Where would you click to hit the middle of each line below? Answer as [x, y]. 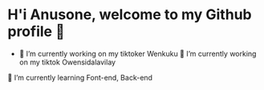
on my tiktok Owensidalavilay [67, 62]
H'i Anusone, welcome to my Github [130, 15]
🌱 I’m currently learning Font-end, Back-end [80, 77]
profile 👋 [36, 31]
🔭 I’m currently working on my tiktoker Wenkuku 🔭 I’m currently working [138, 53]
